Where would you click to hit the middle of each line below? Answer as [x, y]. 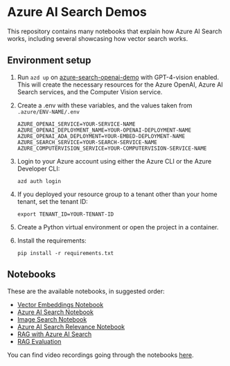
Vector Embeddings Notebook [60, 304]
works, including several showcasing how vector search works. [98, 38]
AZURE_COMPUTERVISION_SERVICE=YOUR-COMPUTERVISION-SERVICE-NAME [112, 148]
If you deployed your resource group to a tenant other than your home [117, 194]
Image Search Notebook [52, 319]
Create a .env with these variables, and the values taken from [105, 105]
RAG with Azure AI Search [54, 334]
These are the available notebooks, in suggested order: [86, 291]
